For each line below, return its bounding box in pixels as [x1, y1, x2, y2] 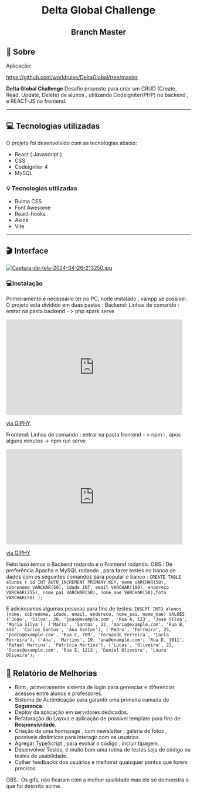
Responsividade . [14, 721, 57, 729]
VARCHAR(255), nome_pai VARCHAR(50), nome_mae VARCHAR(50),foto [6, 589, 167, 595]
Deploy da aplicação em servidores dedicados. [14, 709, 129, 716]
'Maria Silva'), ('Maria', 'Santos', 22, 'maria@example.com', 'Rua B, [6, 621, 185, 628]
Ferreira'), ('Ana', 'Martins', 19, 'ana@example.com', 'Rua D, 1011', [6, 637, 185, 643]
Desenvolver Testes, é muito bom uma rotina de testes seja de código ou [14, 746, 191, 753]
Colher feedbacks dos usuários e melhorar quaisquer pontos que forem [14, 759, 188, 766]
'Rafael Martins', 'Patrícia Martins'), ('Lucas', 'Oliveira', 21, [6, 642, 175, 648]
